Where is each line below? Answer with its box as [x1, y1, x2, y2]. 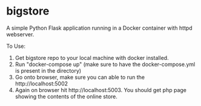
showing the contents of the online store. [15, 93, 118, 100]
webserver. [6, 30, 35, 38]
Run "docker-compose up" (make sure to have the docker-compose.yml [15, 61, 196, 68]
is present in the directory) [15, 67, 82, 74]
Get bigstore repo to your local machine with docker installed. [15, 54, 169, 61]
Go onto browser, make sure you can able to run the [15, 73, 145, 81]
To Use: [6, 42, 26, 50]
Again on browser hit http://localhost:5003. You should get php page [15, 86, 186, 93]
